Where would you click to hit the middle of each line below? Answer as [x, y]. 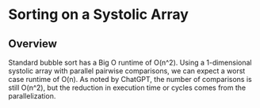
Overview [33, 44]
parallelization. [32, 96]
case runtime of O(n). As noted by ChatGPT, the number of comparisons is [130, 79]
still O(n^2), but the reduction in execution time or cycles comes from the [127, 88]
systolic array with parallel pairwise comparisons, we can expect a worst [127, 71]
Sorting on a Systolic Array [98, 15]
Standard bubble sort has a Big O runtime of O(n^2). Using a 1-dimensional [130, 62]
